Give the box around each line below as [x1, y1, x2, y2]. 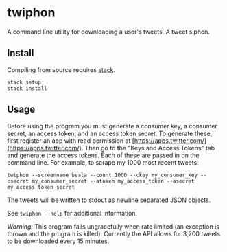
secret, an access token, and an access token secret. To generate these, [7, 129, 213, 137]
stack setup [7, 79, 41, 86]
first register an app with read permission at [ [7, 136, 135, 145]
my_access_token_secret [7, 183, 75, 190]
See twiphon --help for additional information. [7, 209, 138, 217]
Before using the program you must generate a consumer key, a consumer [7, 122, 217, 130]
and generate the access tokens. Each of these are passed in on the [7, 151, 200, 159]
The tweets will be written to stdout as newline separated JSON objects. [7, 196, 211, 204]
